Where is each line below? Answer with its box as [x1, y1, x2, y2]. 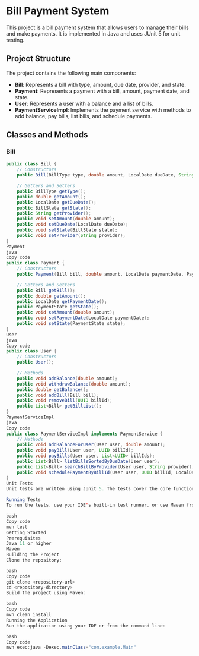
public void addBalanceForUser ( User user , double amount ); [17, 441, 166, 448]
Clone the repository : [6, 557, 62, 563]
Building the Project [6, 551, 60, 558]
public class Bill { [6, 161, 57, 167]
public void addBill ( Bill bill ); [17, 392, 99, 398]
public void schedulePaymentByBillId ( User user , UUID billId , [17, 469, 174, 475]
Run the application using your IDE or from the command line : [6, 623, 166, 629]
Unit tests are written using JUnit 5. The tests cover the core [6, 486, 171, 492]
